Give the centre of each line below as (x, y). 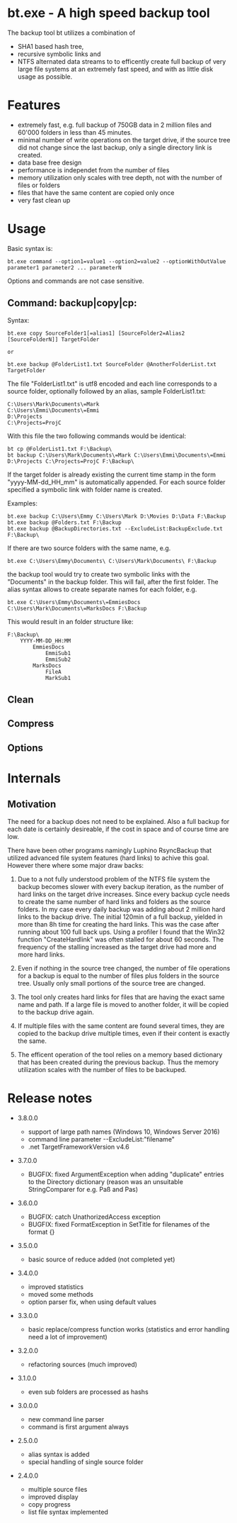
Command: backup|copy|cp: (72, 303)
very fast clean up (44, 200)
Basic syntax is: (30, 248)
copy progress (49, 1504)
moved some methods (61, 1294)
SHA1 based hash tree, (51, 46)
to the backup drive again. (56, 1012)
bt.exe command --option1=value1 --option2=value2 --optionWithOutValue (117, 261)
